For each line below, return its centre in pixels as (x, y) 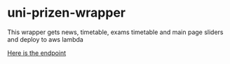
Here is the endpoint (37, 53)
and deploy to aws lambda (46, 39)
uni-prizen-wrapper (67, 13)
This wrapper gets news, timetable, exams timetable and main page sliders (115, 32)
